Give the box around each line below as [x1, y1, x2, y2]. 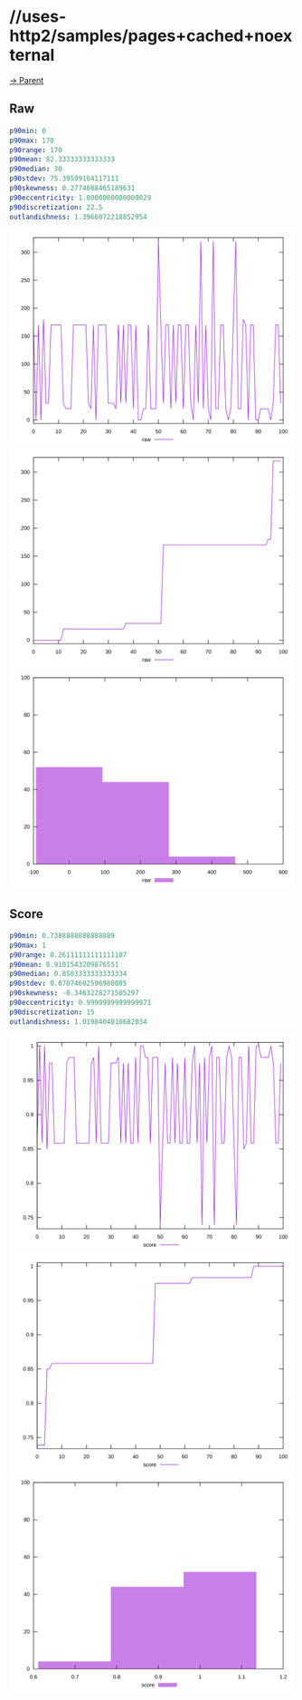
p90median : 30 [9, 165, 63, 174]
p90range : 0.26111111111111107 [9, 950, 127, 960]
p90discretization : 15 [9, 1008, 95, 1017]
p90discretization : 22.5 [9, 202, 103, 212]
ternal [9, 45, 55, 65]
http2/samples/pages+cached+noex [9, 25, 293, 46]
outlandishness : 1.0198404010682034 [9, 1017, 147, 1026]
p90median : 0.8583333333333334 [9, 970, 127, 979]
